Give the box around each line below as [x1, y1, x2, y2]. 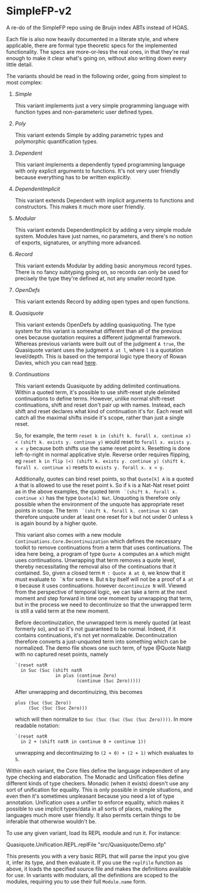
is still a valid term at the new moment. [14, 607, 110, 615]
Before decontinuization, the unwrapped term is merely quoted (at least [14, 619, 191, 626]
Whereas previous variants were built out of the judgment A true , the [14, 340, 185, 347]
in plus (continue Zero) [55, 672, 117, 678]
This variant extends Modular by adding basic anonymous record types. [14, 262, 192, 269]
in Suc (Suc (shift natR [20, 667, 82, 673]
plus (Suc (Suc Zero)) [14, 700, 72, 706]
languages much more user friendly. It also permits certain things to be [6, 811, 181, 819]
